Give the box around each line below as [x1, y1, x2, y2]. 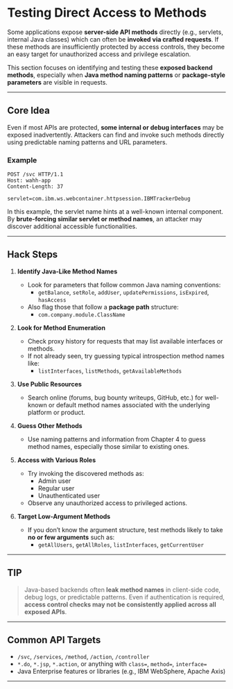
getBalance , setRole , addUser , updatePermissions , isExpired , [37, 288, 209, 296]
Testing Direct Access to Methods [7, 5, 207, 21]
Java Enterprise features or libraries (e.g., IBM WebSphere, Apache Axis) [17, 667, 226, 676]
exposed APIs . [24, 607, 67, 615]
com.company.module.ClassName [37, 311, 126, 318]
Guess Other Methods [17, 421, 83, 429]
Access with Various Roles [17, 456, 96, 464]
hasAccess [37, 296, 67, 303]
